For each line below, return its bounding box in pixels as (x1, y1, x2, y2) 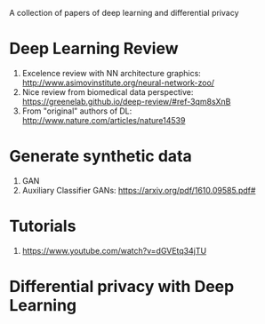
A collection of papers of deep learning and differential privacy (9, 8, 239, 18)
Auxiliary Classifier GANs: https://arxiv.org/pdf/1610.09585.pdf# (21, 185, 256, 195)
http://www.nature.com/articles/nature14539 (21, 115, 186, 125)
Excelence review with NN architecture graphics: (21, 67, 202, 78)
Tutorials (9, 217, 76, 236)
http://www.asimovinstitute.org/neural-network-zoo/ (21, 77, 215, 88)
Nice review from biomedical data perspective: (21, 86, 194, 97)
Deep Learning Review (9, 39, 179, 59)
